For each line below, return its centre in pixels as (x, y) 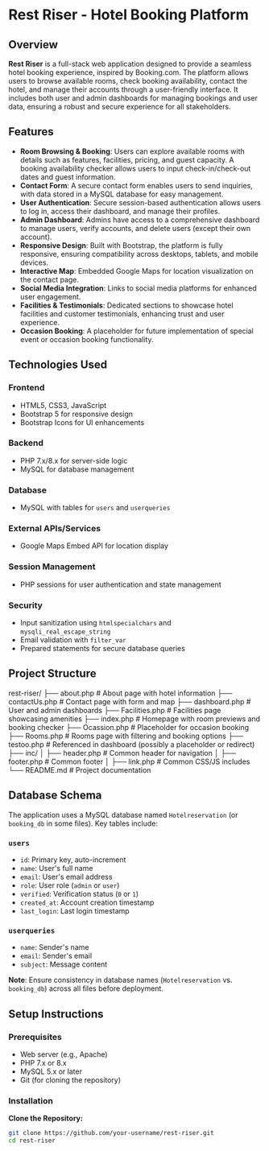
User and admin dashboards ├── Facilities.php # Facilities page (115, 710)
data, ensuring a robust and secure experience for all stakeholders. (120, 107)
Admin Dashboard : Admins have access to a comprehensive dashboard (140, 220)
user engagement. (50, 296)
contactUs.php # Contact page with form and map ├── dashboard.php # (130, 701)
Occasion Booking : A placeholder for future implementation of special (137, 331)
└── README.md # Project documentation (80, 769)
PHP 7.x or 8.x (43, 1062)
